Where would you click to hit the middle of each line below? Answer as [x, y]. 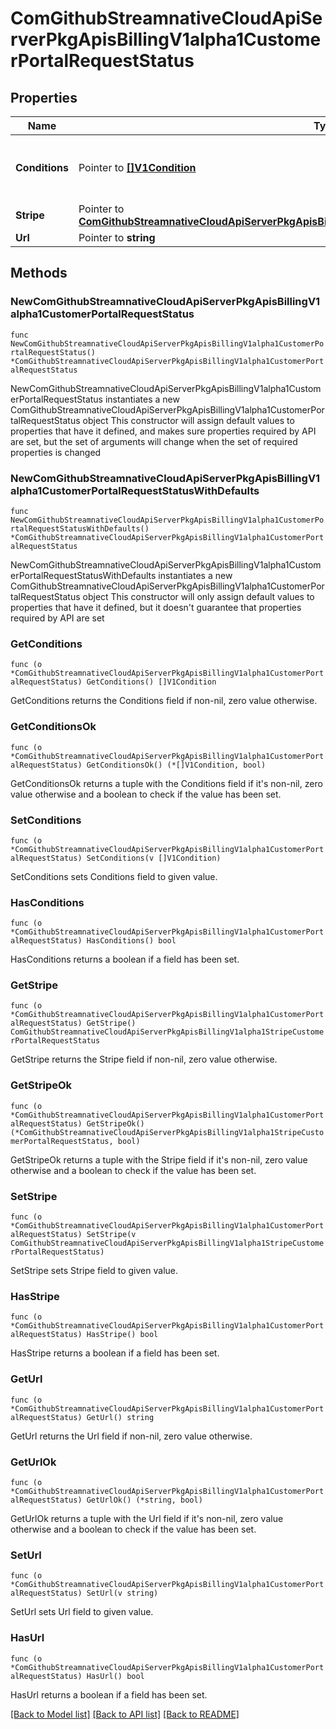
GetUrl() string [120, 1417]
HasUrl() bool [115, 1676]
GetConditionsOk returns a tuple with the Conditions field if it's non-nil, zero [166, 783]
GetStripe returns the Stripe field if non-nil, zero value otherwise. [144, 1059]
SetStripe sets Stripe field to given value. [94, 1271]
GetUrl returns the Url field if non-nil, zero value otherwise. [131, 1436]
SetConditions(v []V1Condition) [154, 858]
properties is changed [56, 452]
